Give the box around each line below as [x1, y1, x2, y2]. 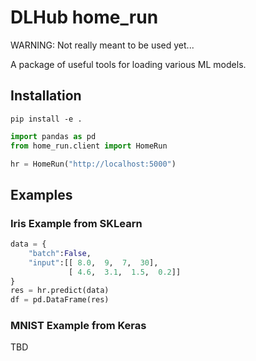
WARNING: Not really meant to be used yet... [10, 39, 195, 51]
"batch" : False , [28, 248, 92, 258]
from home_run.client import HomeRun [10, 141, 168, 151]
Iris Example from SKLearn [10, 216, 143, 230]
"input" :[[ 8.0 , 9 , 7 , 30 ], [28, 257, 159, 268]
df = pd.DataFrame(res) [10, 295, 110, 305]
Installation [10, 87, 82, 105]
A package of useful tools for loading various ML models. [10, 58, 247, 70]
